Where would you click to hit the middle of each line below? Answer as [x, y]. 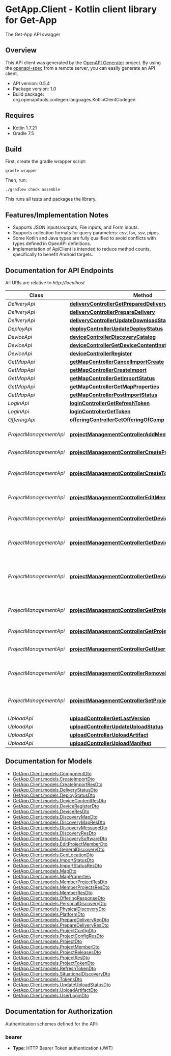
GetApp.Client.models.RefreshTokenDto [54, 968]
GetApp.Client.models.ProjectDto [47, 941]
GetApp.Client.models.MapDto [45, 871]
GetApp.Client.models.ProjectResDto [51, 957]
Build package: [28, 94]
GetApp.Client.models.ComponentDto [52, 773]
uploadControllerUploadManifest [110, 743]
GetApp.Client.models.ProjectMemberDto [56, 946]
